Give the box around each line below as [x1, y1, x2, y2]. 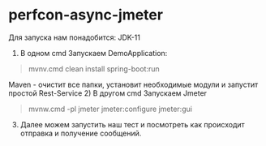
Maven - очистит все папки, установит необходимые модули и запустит [8, 79, 259, 89]
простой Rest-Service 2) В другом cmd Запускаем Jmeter [8, 88, 208, 98]
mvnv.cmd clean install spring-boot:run [28, 63, 160, 74]
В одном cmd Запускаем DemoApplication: [19, 48, 168, 58]
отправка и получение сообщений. [19, 128, 142, 138]
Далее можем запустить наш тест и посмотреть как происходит [19, 119, 245, 129]
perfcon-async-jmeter [8, 6, 164, 24]
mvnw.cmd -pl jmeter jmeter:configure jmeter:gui [28, 104, 193, 114]
